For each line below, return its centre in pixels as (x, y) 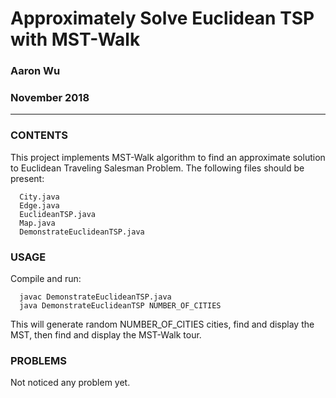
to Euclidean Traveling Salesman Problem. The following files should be (157, 168)
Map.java (37, 223)
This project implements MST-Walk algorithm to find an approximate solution (168, 157)
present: (27, 178)
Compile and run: (46, 278)
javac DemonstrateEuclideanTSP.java (95, 297)
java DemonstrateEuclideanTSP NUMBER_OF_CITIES (120, 306)
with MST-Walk (75, 39)
